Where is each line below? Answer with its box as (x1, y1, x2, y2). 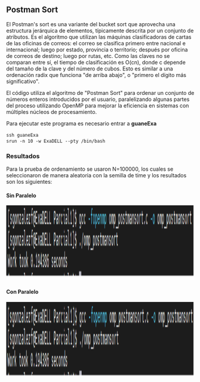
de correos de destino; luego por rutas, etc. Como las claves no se (6, 52, 170, 59)
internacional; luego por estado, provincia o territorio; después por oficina (6, 46, 188, 53)
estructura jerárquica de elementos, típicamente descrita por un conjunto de (6, 27, 194, 34)
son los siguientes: (6, 178, 53, 186)
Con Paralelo (6, 288, 39, 295)
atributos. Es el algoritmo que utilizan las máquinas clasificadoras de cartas (6, 33, 192, 41)
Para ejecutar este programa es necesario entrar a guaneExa (6, 119, 157, 127)
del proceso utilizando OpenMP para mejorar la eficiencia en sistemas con (6, 101, 189, 109)
